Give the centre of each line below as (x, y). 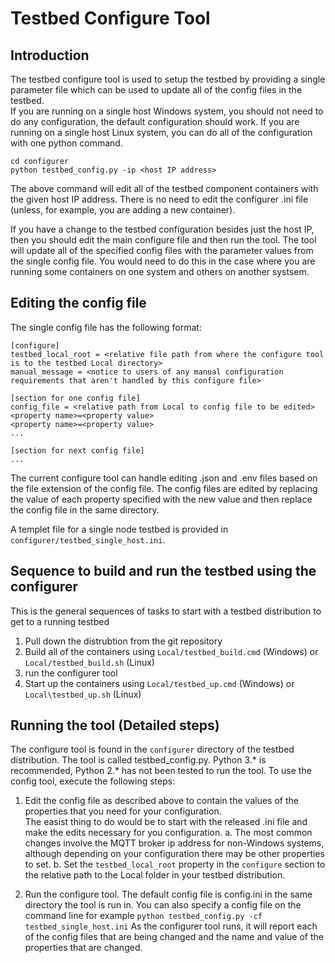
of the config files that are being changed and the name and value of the (174, 937)
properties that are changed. (83, 948)
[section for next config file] (77, 450)
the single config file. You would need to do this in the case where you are (163, 261)
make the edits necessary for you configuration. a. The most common (168, 833)
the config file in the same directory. (85, 509)
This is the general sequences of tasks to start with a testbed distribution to (166, 611)
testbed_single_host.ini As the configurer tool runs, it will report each (171, 926)
